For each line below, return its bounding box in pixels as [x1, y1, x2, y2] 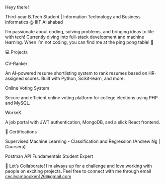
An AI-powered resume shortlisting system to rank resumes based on [5, 70, 148, 76]
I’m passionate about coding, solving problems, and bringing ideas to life [5, 29, 154, 34]
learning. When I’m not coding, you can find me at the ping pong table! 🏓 [5, 39, 154, 45]
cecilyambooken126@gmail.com [5, 174, 72, 179]
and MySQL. [5, 100, 31, 106]
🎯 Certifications [5, 129, 37, 134]
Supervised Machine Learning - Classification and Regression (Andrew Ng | [5, 138, 161, 144]
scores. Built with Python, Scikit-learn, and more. [24, 75, 125, 81]
